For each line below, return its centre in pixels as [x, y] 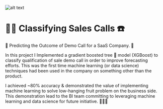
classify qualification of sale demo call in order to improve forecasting [77, 60]
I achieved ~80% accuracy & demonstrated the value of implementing [77, 85]
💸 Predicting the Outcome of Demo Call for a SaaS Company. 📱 [70, 45]
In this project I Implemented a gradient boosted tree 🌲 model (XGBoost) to [81, 55]
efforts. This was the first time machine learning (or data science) [72, 65]
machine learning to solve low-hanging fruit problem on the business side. [81, 91]
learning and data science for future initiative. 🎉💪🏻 [57, 101]
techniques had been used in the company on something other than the [79, 71]
